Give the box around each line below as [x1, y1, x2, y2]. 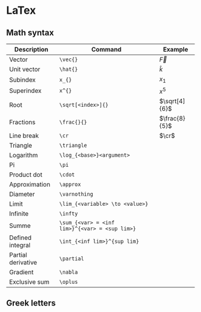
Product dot [9, 170, 43, 179]
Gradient [9, 268, 34, 276]
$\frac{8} [159, 114, 185, 122]
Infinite [9, 209, 29, 218]
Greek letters [6, 298, 56, 308]
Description [14, 46, 49, 53]
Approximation [9, 180, 51, 188]
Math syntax [6, 28, 54, 38]
